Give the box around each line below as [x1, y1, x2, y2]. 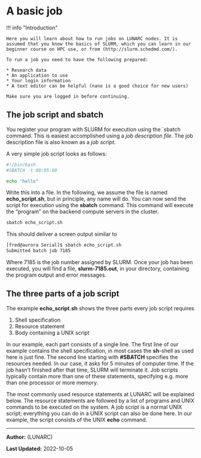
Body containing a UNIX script [14, 329, 90, 336]
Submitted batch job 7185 [6, 248, 71, 254]
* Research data [6, 67, 47, 73]
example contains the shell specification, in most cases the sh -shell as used [6, 347, 194, 354]
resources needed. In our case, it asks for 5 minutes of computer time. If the [6, 360, 194, 367]
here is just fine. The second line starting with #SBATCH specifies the [6, 353, 178, 361]
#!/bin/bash [6, 161, 36, 167]
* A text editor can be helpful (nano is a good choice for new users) [6, 83, 188, 89]
